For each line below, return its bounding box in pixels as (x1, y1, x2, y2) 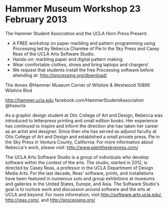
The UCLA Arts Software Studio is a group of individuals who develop (5, 154, 149, 160)
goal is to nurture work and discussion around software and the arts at (5, 186, 150, 192)
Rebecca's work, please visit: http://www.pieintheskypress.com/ (5, 144, 138, 150)
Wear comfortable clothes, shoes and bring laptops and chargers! (12, 61, 149, 67)
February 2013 (5, 14, 68, 25)
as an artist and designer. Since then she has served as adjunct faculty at (5, 128, 157, 134)
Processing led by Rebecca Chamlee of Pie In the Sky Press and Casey (12, 45, 159, 51)
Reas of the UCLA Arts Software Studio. (12, 51, 95, 57)
